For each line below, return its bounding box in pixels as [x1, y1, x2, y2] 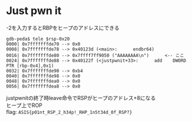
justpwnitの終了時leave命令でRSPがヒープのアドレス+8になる [6, 94, 156, 101]
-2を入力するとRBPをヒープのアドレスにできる [6, 24, 120, 31]
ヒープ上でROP [6, 102, 43, 109]
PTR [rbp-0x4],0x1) [6, 63, 54, 69]
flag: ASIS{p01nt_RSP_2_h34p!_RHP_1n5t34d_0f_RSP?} [6, 108, 132, 115]
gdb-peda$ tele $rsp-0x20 [6, 36, 70, 42]
